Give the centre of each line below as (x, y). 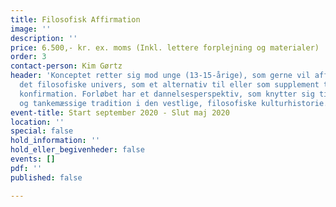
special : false (42, 131)
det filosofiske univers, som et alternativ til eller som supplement (169, 85)
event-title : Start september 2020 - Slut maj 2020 (120, 112)
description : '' (44, 38)
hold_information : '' (55, 141)
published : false (46, 177)
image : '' (31, 29)
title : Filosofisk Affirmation (75, 19)
